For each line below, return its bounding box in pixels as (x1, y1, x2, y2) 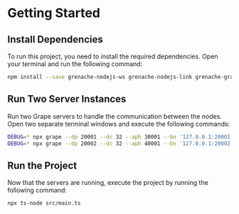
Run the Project (7, 159, 77, 171)
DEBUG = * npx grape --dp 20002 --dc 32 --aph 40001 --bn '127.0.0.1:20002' (7, 140, 234, 147)
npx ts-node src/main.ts (7, 200, 81, 207)
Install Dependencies (7, 33, 103, 46)
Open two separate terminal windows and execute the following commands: (7, 119, 230, 128)
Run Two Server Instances (7, 93, 127, 105)
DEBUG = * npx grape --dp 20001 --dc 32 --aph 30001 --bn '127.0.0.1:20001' (7, 133, 234, 140)
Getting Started (7, 5, 101, 21)
